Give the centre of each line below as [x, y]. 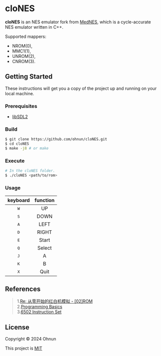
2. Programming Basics [40, 307]
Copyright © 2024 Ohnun [31, 339]
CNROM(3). [24, 61]
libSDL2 [20, 117]
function [45, 201]
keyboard [19, 201]
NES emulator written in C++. [34, 27]
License [17, 327]
